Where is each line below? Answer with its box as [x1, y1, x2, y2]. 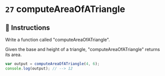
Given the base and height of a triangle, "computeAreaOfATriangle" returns [5, 46, 160, 52]
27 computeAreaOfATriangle [5, 3, 125, 15]
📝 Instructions [5, 23, 50, 32]
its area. [5, 51, 22, 57]
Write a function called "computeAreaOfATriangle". [5, 36, 110, 42]
